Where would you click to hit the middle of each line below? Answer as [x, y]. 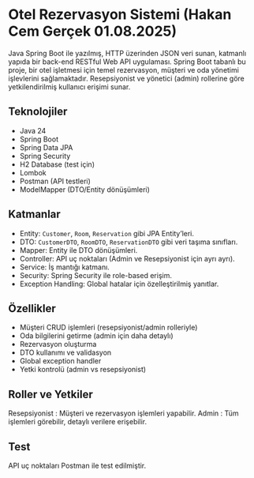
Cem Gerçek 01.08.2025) [93, 31]
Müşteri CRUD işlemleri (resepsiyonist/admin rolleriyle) [108, 327]
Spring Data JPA [46, 147]
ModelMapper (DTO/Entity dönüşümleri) [84, 189]
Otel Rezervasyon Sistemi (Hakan [120, 15]
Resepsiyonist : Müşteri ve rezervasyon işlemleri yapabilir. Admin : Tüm [123, 413]
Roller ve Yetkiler [50, 394]
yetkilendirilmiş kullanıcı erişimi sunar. [69, 87]
